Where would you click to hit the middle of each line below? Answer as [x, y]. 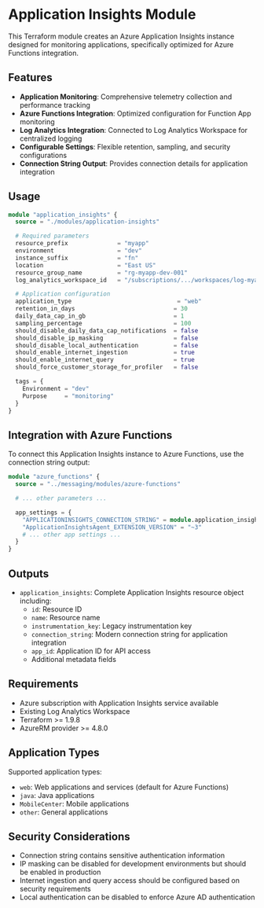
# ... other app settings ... [72, 535]
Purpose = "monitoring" [68, 396]
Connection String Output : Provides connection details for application [134, 164]
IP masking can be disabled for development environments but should [133, 864]
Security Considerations [70, 836]
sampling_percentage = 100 [103, 323]
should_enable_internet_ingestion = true [105, 353]
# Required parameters [52, 236]
